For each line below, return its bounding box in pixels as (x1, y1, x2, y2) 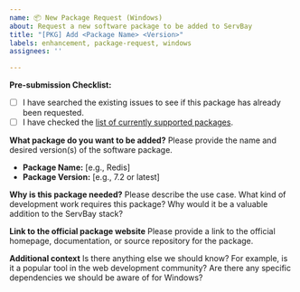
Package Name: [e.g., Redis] (22, 162, 131, 173)
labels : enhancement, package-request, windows (9, 38, 192, 48)
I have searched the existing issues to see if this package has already (22, 97, 282, 108)
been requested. (22, 108, 84, 118)
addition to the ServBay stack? (9, 209, 124, 220)
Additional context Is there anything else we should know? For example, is (9, 253, 288, 264)
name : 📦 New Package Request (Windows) (9, 13, 163, 23)
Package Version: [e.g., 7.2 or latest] (22, 172, 160, 183)
